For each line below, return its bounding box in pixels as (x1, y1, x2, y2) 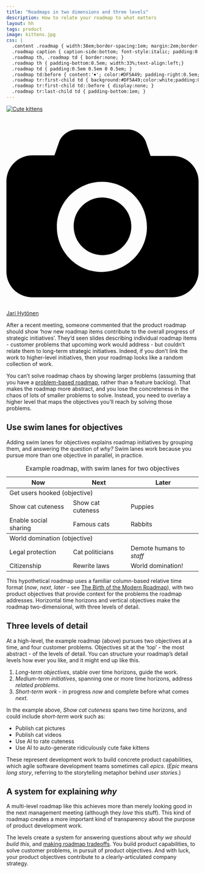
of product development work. (6, 822, 83, 830)
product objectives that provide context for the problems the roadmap (6, 590, 182, 597)
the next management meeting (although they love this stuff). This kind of (6, 809, 191, 816)
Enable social (9, 516, 48, 524)
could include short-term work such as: (6, 712, 106, 720)
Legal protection (9, 547, 57, 556)
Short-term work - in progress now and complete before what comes (15, 688, 189, 695)
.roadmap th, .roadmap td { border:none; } (12, 54, 124, 60)
